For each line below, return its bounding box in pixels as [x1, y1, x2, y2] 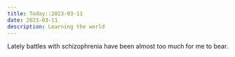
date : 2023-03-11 [7, 17, 58, 24]
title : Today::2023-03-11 [7, 10, 83, 17]
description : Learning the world [7, 23, 105, 30]
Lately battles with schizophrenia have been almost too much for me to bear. [7, 42, 229, 51]
